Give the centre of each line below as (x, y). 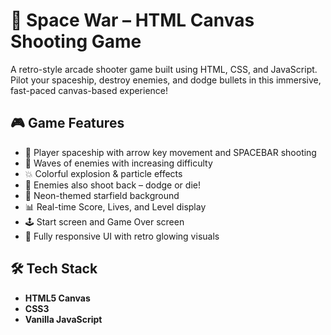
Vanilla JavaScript (63, 319)
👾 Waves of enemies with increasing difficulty (118, 163)
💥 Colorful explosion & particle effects (103, 173)
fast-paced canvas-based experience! (89, 90)
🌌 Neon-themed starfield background (102, 195)
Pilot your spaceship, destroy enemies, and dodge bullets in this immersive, (166, 80)
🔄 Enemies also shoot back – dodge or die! (112, 185)
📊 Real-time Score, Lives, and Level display (115, 206)
